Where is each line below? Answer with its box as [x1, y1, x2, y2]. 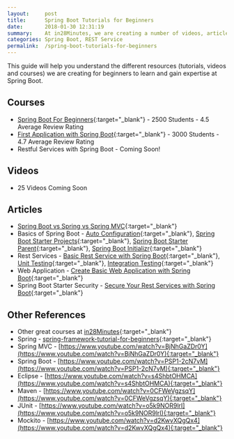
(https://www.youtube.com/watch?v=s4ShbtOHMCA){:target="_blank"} [17, 379, 223, 387]
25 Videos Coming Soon [17, 183, 88, 192]
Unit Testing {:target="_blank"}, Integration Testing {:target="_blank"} [17, 259, 214, 268]
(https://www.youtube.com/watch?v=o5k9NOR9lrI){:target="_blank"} [17, 409, 216, 417]
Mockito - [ [17, 416, 50, 425]
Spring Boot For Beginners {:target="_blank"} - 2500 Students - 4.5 [17, 115, 210, 123]
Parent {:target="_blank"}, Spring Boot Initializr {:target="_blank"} [17, 245, 202, 253]
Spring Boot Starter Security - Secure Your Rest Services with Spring [17, 282, 216, 290]
